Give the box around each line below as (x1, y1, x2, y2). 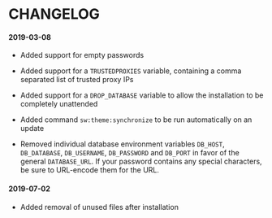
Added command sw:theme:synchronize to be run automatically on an (19, 115, 253, 124)
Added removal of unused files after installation (19, 202, 179, 211)
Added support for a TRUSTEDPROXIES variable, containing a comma (19, 66, 242, 76)
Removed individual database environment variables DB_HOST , (19, 139, 225, 149)
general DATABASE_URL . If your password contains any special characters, (19, 156, 262, 167)
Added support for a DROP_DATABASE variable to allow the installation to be (19, 90, 264, 100)
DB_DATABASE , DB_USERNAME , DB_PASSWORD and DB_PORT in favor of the (19, 148, 240, 158)
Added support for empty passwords (19, 50, 145, 60)
